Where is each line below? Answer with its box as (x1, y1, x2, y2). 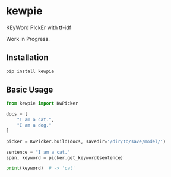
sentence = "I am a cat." (6, 149, 70, 155)
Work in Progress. (6, 35, 50, 42)
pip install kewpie (6, 68, 55, 74)
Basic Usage (6, 85, 53, 95)
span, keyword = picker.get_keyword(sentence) (6, 154, 123, 161)
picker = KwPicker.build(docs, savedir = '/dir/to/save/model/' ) (6, 138, 166, 144)
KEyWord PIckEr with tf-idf (6, 24, 71, 31)
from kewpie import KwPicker (6, 100, 78, 106)
